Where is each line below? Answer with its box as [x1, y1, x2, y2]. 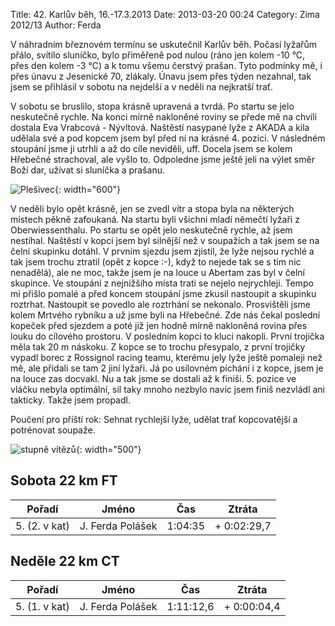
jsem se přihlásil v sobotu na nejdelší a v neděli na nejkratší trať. [10, 81, 274, 93]
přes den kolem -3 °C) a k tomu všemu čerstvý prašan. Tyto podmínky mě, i [10, 60, 323, 71]
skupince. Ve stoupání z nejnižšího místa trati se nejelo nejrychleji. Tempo [10, 277, 314, 289]
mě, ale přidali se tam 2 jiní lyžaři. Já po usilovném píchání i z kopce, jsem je [10, 362, 324, 374]
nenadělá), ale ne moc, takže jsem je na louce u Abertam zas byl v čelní [10, 267, 305, 278]
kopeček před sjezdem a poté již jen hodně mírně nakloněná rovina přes [10, 320, 308, 331]
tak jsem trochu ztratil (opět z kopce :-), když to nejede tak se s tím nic [10, 256, 302, 268]
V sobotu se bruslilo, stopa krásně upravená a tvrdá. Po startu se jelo [10, 100, 295, 112]
